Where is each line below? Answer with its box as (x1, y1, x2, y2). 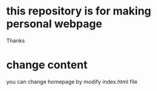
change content (6, 58, 88, 72)
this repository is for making (6, 4, 152, 18)
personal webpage (6, 17, 102, 31)
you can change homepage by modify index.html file (6, 78, 138, 85)
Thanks (6, 37, 25, 44)
